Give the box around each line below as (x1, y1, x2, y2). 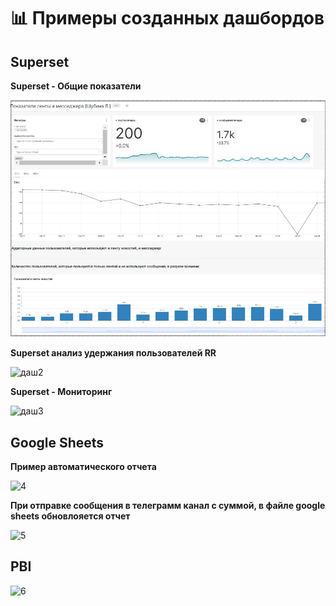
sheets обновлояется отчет (10, 510, 131, 522)
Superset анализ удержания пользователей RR (10, 347, 217, 359)
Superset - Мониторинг (10, 386, 113, 398)
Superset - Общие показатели (10, 80, 142, 92)
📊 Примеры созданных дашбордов (10, 7, 325, 30)
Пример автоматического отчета (10, 461, 157, 473)
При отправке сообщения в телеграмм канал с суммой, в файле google (10, 500, 326, 512)
